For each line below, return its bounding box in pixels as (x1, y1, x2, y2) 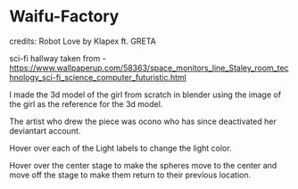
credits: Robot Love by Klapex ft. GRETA (9, 36, 156, 46)
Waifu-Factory (9, 6, 120, 27)
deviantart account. (9, 125, 81, 136)
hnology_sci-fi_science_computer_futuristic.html (9, 71, 187, 82)
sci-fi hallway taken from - (9, 53, 107, 63)
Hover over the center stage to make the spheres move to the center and (9, 160, 277, 170)
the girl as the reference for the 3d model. (9, 98, 163, 109)
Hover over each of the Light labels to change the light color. (9, 143, 232, 153)
